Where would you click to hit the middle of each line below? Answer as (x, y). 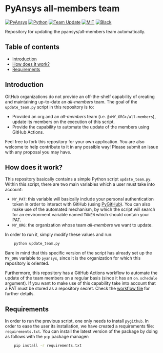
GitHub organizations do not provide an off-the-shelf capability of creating (80, 97)
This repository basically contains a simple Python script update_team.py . (79, 179)
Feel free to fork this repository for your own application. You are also (75, 141)
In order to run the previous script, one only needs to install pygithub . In (77, 321)
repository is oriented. (27, 263)
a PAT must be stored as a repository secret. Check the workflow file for (78, 289)
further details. (20, 294)
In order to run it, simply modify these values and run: (59, 235)
